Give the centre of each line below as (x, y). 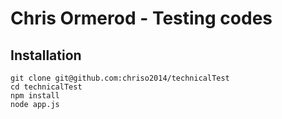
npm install (35, 96)
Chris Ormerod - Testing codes (141, 18)
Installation (46, 55)
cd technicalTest (46, 87)
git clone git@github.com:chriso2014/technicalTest (120, 78)
